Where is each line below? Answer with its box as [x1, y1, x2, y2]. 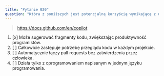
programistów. [12, 39, 41, 45]
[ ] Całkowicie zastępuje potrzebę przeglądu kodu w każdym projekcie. [12, 45, 155, 50]
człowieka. [12, 55, 34, 61]
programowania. [12, 65, 45, 71]
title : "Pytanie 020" [5, 7, 49, 12]
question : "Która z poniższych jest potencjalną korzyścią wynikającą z [5, 12, 156, 16]
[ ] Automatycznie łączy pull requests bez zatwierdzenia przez [12, 49, 138, 56]
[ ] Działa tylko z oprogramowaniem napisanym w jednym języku [12, 60, 142, 66]
